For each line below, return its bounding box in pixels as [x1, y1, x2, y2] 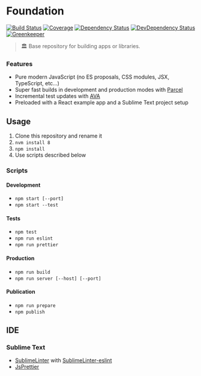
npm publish [14, 309, 45, 315]
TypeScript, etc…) [14, 80, 60, 87]
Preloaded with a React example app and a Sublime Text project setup [14, 99, 189, 106]
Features [6, 59, 33, 68]
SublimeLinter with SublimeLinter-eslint [14, 357, 112, 364]
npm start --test [14, 202, 59, 208]
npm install [14, 146, 45, 153]
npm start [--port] [14, 196, 64, 202]
